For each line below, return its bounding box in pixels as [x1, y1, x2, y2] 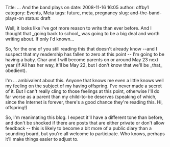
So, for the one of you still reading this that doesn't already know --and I [5, 46, 157, 52]
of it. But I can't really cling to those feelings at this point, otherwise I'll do [5, 88, 160, 94]
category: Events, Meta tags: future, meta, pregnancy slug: [5, 10, 129, 16]
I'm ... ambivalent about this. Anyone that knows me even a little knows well [5, 78, 164, 83]
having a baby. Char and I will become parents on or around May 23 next [5, 57, 159, 63]
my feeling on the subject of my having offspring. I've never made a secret [5, 83, 162, 89]
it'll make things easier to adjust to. [5, 136, 79, 142]
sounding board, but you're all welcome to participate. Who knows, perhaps [5, 131, 165, 137]
